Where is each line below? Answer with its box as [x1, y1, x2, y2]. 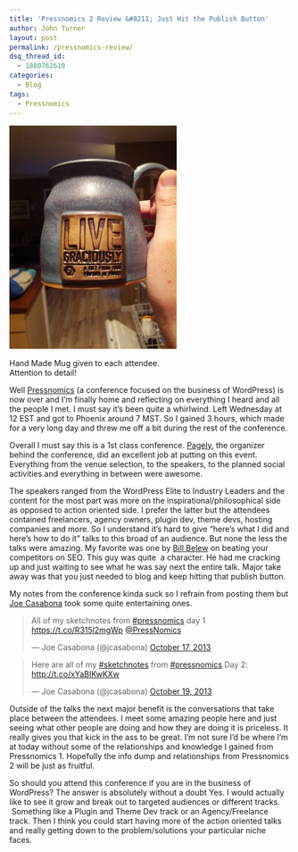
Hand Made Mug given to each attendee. [9, 357, 161, 368]
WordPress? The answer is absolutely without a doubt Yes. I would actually [9, 787, 285, 798]
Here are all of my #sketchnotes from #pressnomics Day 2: [30, 659, 248, 670]
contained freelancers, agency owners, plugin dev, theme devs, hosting [9, 514, 273, 524]
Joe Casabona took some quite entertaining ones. [9, 597, 193, 608]
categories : [9, 71, 54, 80]
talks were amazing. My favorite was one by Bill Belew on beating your [9, 542, 269, 553]
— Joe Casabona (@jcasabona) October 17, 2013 [30, 641, 211, 652]
